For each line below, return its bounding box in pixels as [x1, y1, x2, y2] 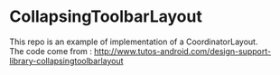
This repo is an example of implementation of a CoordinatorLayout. [9, 36, 258, 47]
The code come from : [9, 45, 93, 56]
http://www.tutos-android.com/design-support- [94, 45, 272, 56]
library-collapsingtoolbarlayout [9, 55, 124, 66]
